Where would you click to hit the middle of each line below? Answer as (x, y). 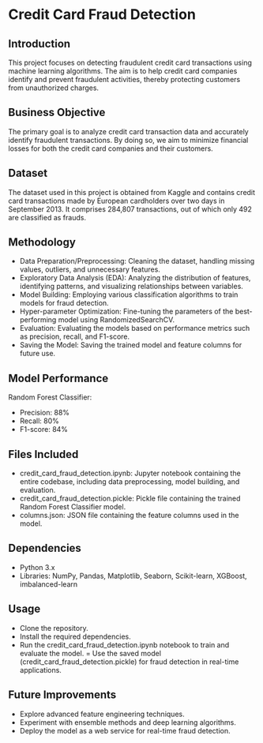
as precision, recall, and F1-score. (75, 336)
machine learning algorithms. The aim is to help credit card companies (123, 71)
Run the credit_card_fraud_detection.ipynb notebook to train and (124, 644)
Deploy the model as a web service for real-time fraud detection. (125, 730)
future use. (38, 354)
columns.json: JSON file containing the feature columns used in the (129, 516)
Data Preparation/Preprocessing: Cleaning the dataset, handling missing (137, 261)
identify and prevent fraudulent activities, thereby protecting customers (124, 79)
